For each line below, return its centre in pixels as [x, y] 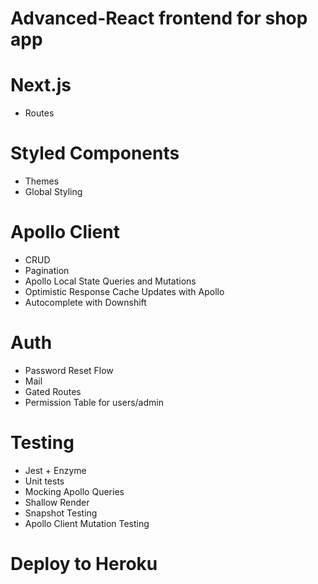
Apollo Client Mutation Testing [87, 523]
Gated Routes [53, 391]
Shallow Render [57, 502]
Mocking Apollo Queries [74, 491]
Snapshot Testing [61, 513]
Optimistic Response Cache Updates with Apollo [124, 291]
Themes [42, 181]
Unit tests [44, 481]
